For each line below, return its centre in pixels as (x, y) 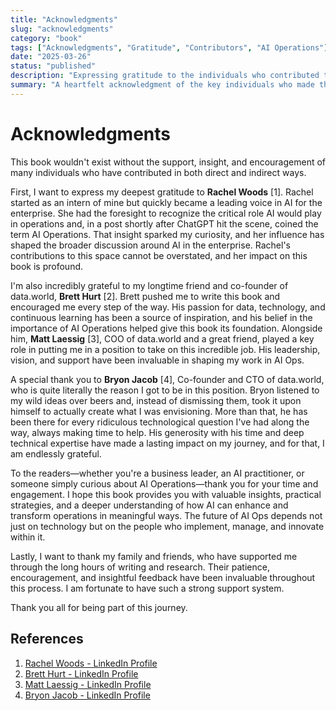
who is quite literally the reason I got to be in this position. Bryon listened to (165, 390)
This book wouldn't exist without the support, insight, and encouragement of (168, 162)
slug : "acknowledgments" (62, 29)
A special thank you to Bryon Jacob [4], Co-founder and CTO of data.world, (167, 379)
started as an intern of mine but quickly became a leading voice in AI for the (166, 202)
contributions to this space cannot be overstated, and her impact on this (159, 255)
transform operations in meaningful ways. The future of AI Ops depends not (166, 515)
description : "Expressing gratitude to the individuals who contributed (165, 76)
